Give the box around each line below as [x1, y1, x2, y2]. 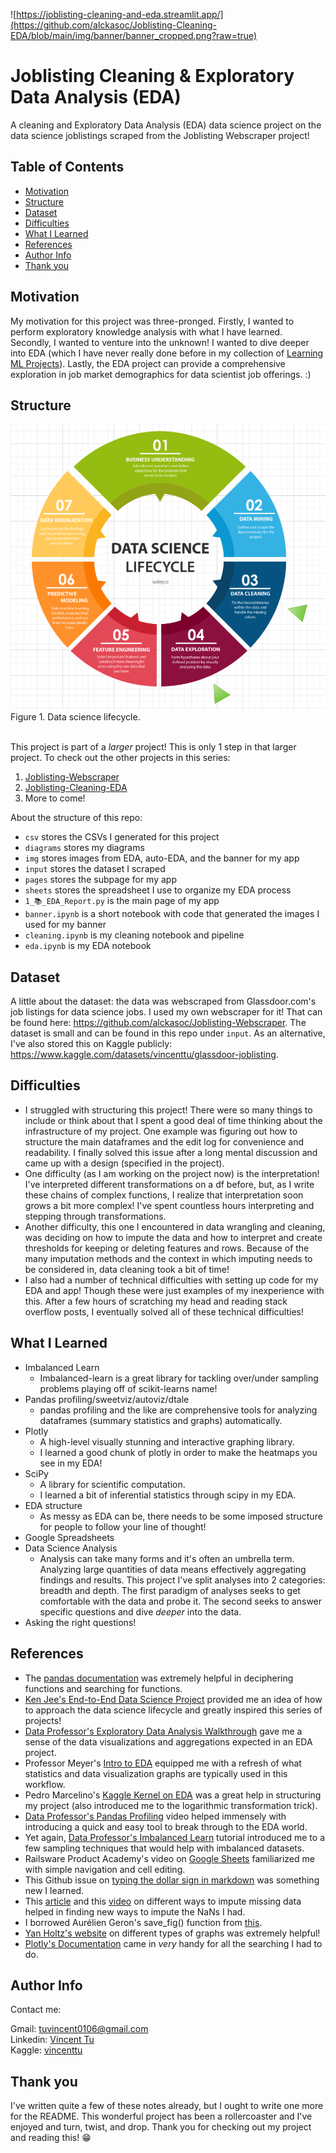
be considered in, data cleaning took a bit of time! [24, 1263, 230, 1275]
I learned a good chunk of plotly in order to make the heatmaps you [39, 1446, 318, 1458]
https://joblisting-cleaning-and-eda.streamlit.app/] [16, 9, 224, 20]
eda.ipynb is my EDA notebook [24, 940, 152, 952]
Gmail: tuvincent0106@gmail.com [10, 2023, 149, 2035]
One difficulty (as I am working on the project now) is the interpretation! [24, 1167, 320, 1179]
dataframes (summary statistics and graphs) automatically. [39, 1414, 283, 1426]
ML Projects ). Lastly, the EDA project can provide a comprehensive [10, 357, 286, 369]
